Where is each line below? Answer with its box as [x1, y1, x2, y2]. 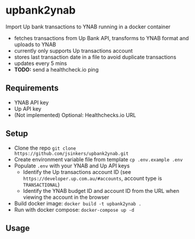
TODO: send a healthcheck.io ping [14, 66, 99, 73]
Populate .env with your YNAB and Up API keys [14, 162, 130, 169]
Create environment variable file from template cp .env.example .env [14, 156, 183, 163]
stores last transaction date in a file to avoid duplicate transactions [14, 53, 177, 60]
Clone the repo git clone [14, 144, 76, 151]
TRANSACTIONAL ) [23, 181, 60, 188]
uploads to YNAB [14, 41, 56, 48]
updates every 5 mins [14, 60, 68, 67]
